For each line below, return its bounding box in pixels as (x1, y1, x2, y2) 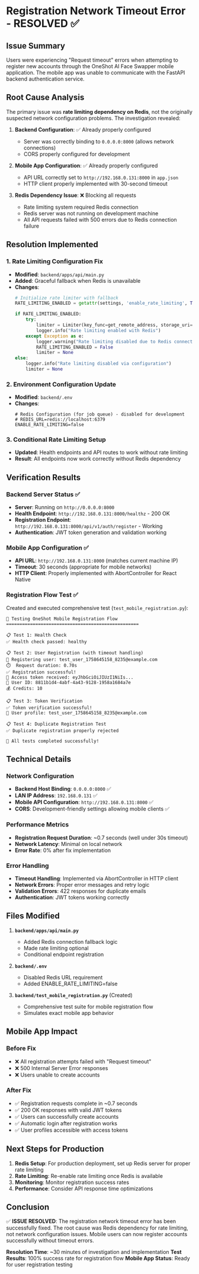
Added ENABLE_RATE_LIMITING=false (23, 980, 118, 987)
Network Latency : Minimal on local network (14, 840, 123, 847)
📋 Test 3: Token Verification (6, 698, 83, 704)
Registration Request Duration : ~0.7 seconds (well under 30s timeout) (14, 834, 188, 841)
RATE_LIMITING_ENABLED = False (36, 344, 114, 350)
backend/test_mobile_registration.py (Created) (14, 991, 133, 998)
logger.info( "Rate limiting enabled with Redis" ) (36, 327, 161, 333)
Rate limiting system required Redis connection (23, 203, 139, 210)
